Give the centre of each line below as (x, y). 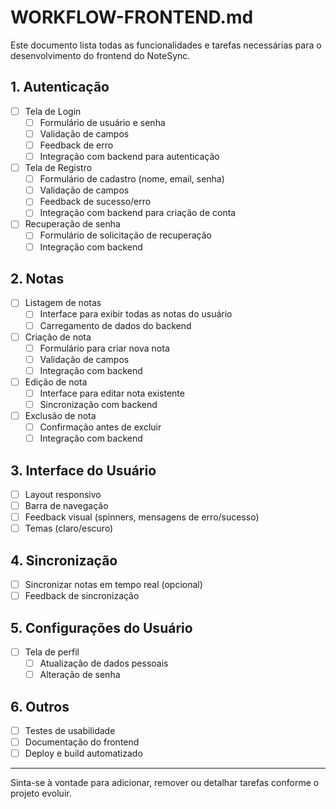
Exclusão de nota (60, 415)
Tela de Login (53, 111)
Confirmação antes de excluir (100, 427)
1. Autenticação (60, 87)
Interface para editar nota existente (112, 393)
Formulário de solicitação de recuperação (125, 235)
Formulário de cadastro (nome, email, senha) (132, 179)
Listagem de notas (63, 303)
